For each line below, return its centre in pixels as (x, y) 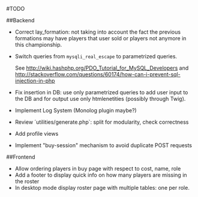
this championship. (38, 45)
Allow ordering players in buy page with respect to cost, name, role (98, 168)
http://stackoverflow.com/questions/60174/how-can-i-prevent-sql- (98, 74)
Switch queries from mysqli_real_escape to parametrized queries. (96, 56)
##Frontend (21, 157)
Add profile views (37, 134)
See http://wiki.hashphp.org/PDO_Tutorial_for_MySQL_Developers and (102, 68)
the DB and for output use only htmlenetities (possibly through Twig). (100, 99)
